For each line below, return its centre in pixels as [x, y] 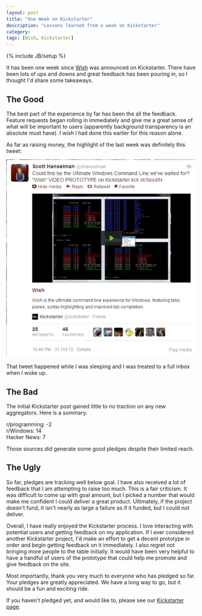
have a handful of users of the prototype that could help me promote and [97, 558]
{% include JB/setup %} [36, 56]
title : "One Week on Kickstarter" [50, 19]
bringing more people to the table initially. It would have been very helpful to [100, 551]
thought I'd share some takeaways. [50, 81]
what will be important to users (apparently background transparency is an [99, 126]
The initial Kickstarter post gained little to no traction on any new [86, 407]
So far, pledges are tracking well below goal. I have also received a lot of [96, 482]
